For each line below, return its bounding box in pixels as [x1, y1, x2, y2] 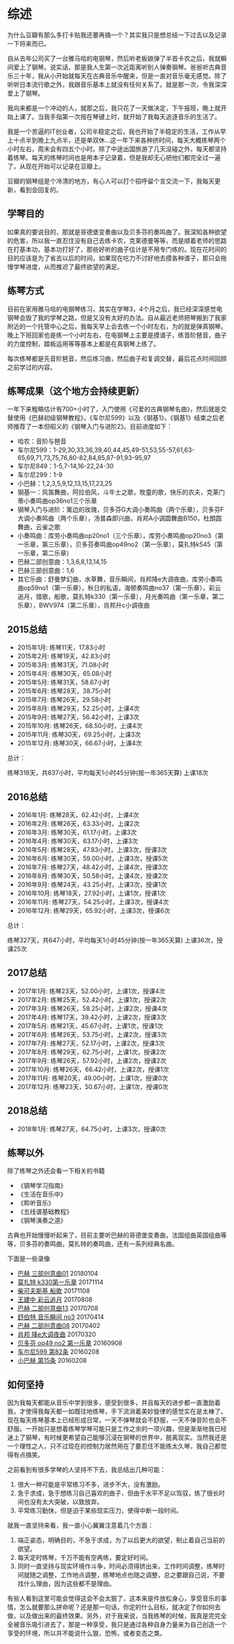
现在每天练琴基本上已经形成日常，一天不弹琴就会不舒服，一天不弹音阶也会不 [7, 1416, 227, 1424]
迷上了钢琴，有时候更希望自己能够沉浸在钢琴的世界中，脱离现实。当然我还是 [7, 1433, 227, 1441]
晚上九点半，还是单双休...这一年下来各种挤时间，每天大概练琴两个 [37, 136, 226, 144]
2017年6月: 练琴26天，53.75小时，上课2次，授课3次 [17, 1030, 167, 1038]
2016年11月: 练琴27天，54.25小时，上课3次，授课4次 [17, 898, 169, 906]
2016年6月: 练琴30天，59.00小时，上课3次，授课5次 [17, 854, 169, 862]
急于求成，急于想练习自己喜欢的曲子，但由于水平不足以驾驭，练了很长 [17, 1489, 219, 1497]
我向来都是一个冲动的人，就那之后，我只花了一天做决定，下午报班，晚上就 [7, 104, 221, 112]
